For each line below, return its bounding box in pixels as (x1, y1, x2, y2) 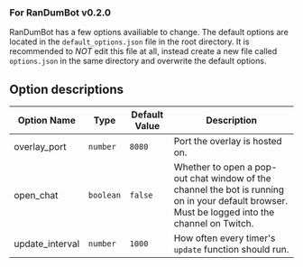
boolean (88, 190, 122, 200)
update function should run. (173, 244, 289, 256)
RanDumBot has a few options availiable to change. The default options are (9, 27, 289, 38)
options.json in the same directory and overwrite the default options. (9, 56, 267, 67)
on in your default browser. (173, 195, 289, 207)
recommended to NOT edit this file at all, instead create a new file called (9, 46, 278, 57)
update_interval (14, 237, 80, 250)
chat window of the (189, 172, 272, 185)
